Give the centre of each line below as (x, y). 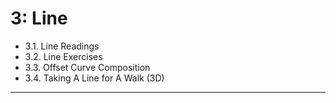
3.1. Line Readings (62, 46)
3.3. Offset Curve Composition (87, 67)
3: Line (39, 18)
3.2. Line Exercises (63, 56)
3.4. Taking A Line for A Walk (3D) (94, 78)
